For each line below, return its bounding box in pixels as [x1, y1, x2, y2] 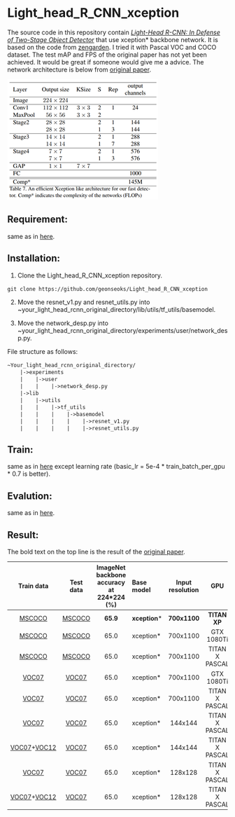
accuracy [97, 578, 126, 586]
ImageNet [97, 563, 126, 572]
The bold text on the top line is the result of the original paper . [7, 548, 185, 556]
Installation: [7, 252, 61, 264]
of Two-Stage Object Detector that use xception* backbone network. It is [7, 35, 218, 43]
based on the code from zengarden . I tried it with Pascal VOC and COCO [7, 43, 217, 51]
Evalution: [7, 490, 52, 502]
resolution [169, 585, 199, 593]
